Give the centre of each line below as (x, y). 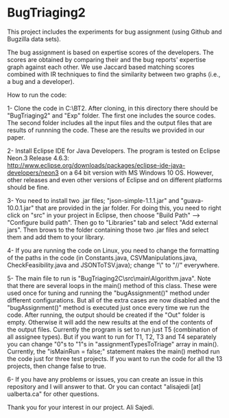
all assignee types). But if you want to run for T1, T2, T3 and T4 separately (112, 337)
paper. (16, 137)
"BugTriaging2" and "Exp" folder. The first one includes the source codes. (111, 115)
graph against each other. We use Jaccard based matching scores (101, 67)
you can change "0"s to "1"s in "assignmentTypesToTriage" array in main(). (113, 344)
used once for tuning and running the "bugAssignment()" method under (109, 293)
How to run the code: (37, 95)
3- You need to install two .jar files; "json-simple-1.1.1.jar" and (93, 200)
